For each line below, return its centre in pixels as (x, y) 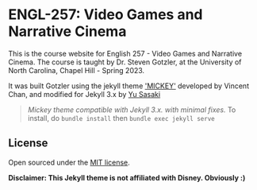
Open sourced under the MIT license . (69, 162)
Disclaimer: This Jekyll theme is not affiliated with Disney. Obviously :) (127, 177)
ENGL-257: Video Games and (105, 15)
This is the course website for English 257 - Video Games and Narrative (125, 53)
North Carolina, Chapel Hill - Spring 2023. (77, 70)
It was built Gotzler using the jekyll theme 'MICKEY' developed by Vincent (129, 86)
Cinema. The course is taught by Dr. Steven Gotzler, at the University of (125, 62)
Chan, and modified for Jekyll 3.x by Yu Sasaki (84, 94)
